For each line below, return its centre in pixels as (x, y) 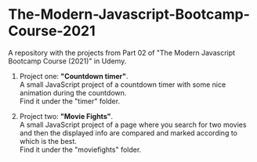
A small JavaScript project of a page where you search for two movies (133, 124)
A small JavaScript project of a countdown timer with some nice (123, 85)
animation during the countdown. (73, 92)
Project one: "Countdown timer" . (74, 76)
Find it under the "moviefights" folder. (80, 149)
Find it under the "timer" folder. (69, 101)
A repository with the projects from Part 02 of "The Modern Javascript (122, 52)
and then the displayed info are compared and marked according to (128, 133)
